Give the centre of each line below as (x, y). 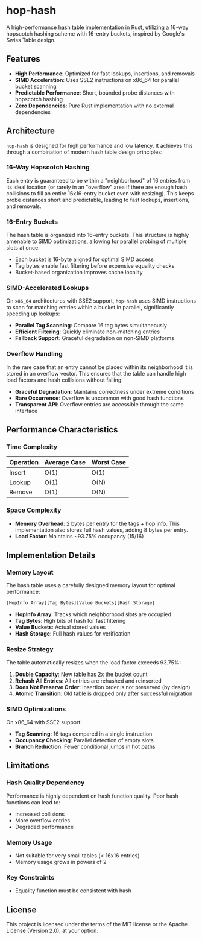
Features (23, 59)
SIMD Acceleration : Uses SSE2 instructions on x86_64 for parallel (97, 80)
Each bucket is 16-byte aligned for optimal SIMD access (84, 259)
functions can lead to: (33, 802)
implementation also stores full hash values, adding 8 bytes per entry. (101, 530)
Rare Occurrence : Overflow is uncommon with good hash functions (99, 398)
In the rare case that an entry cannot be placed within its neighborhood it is (99, 367)
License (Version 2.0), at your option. (52, 930)
